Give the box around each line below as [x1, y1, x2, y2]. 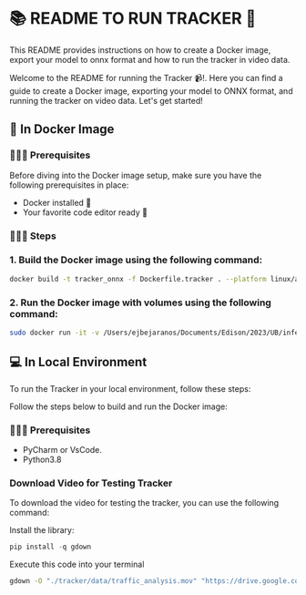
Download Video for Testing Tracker [9, 477, 173, 489]
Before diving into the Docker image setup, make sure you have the [9, 169, 262, 180]
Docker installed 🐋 [22, 197, 92, 208]
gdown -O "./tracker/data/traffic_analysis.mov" [9, 577, 198, 586]
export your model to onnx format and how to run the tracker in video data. [9, 54, 291, 65]
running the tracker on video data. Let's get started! [9, 95, 203, 106]
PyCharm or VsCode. [22, 445, 103, 455]
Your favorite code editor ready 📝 [22, 207, 148, 218]
